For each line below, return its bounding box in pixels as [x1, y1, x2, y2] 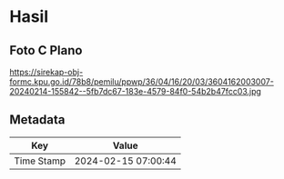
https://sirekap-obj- [9, 66, 84, 77]
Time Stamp [14, 154, 66, 167]
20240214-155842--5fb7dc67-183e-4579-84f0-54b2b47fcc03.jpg [9, 86, 262, 96]
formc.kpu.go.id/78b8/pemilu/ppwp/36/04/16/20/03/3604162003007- [9, 76, 275, 87]
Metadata [9, 112, 66, 128]
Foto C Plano [9, 43, 83, 58]
